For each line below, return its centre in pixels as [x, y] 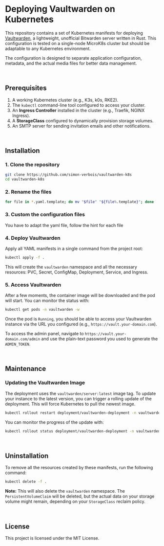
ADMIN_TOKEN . [18, 344]
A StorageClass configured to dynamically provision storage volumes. [83, 120]
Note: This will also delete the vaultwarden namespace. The [65, 491]
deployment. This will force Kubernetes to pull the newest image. [70, 404]
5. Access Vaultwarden [33, 285]
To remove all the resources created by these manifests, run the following [79, 468]
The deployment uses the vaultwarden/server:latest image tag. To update [81, 393]
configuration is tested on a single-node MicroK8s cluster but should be [77, 43]
